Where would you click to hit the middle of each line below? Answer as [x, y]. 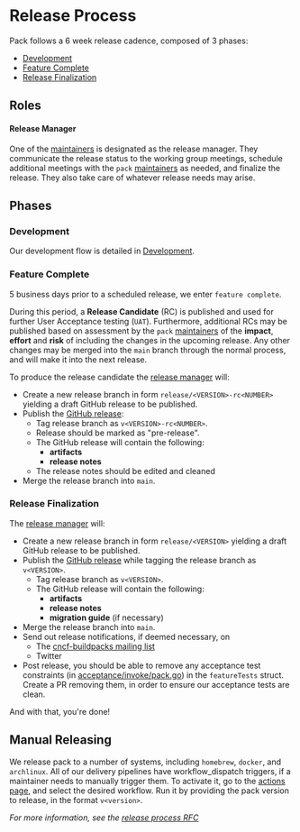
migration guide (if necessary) [106, 617]
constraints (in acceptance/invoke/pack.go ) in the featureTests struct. [153, 675]
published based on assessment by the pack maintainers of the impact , [141, 331]
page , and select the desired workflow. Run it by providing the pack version [150, 791]
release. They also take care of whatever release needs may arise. [132, 178]
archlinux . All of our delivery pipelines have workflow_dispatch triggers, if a [150, 771]
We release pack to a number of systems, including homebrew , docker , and [145, 762]
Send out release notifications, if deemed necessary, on [126, 636]
